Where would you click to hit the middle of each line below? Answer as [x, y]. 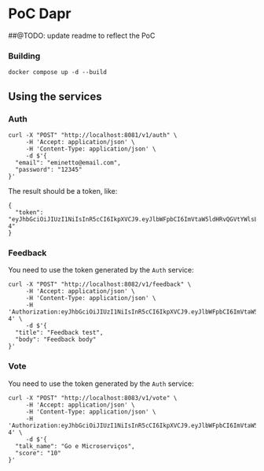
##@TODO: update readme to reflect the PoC [82, 35]
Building [24, 56]
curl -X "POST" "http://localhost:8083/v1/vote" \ [93, 398]
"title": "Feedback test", [59, 333]
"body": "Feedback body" [56, 339]
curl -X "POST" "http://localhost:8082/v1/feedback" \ [100, 284]
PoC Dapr [40, 14]
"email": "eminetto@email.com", [68, 162]
